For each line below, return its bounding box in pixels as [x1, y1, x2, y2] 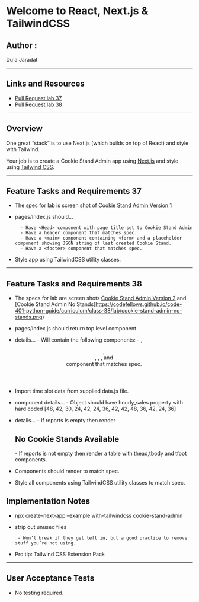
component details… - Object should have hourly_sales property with [14, 399, 184, 406]
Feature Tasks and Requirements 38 [6, 279, 142, 289]
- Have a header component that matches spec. [20, 230, 137, 236]
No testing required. [14, 589, 64, 596]
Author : [6, 40, 37, 50]
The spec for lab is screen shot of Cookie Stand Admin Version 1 [14, 202, 172, 209]
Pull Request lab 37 [14, 94, 62, 101]
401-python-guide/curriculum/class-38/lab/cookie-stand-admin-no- [14, 307, 182, 314]
